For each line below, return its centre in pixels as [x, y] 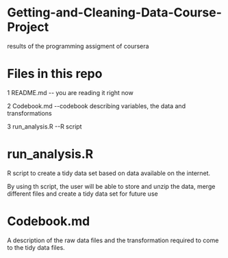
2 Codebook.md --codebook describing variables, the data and [97, 106]
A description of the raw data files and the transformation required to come [113, 240]
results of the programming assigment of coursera [78, 46]
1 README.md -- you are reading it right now [70, 92]
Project [28, 27]
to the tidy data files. [36, 247]
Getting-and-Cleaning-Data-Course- [115, 13]
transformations [30, 113]
